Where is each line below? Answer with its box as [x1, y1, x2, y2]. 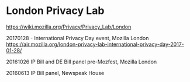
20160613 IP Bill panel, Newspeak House [6, 69, 105, 76]
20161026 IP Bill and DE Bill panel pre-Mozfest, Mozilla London [6, 58, 157, 65]
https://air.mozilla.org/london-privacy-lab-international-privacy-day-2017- [6, 41, 184, 48]
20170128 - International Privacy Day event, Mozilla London [6, 34, 149, 41]
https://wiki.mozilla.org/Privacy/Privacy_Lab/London [6, 23, 132, 30]
